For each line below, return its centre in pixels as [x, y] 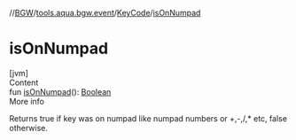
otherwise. [29, 128]
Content [24, 82]
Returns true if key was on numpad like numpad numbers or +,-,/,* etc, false [148, 118]
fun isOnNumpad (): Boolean [60, 91]
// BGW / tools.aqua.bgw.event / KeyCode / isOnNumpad [105, 13]
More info [27, 101]
